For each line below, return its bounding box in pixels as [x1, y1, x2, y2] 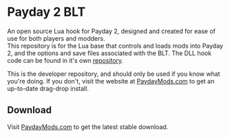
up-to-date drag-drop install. [7, 84, 90, 92]
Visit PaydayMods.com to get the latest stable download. [7, 122, 169, 131]
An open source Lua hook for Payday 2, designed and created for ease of [7, 27, 216, 35]
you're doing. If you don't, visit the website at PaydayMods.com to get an [7, 77, 215, 85]
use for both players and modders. [7, 34, 105, 42]
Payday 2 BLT [7, 4, 86, 20]
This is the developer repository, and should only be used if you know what [7, 70, 220, 78]
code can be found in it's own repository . [7, 56, 124, 64]
